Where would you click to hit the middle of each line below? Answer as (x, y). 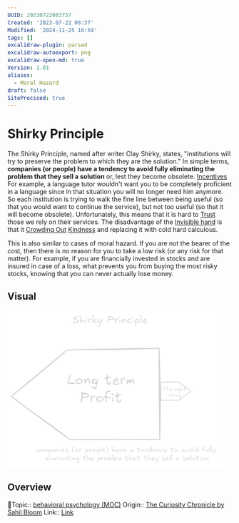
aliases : (20, 75)
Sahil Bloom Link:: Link (40, 512)
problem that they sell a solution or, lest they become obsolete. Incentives (117, 177)
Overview (30, 488)
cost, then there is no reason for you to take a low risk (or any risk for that (115, 251)
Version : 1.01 (29, 68)
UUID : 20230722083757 (40, 15)
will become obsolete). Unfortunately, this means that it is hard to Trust (112, 215)
